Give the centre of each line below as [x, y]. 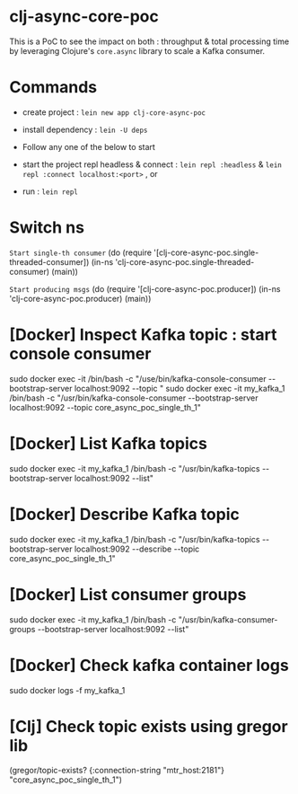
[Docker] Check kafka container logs [149, 665]
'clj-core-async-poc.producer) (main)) [80, 298]
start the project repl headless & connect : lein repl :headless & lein [152, 164]
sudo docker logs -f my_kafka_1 [67, 690]
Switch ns [47, 228]
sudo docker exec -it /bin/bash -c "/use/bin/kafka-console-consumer [138, 378]
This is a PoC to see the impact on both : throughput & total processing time [149, 41]
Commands [53, 88]
